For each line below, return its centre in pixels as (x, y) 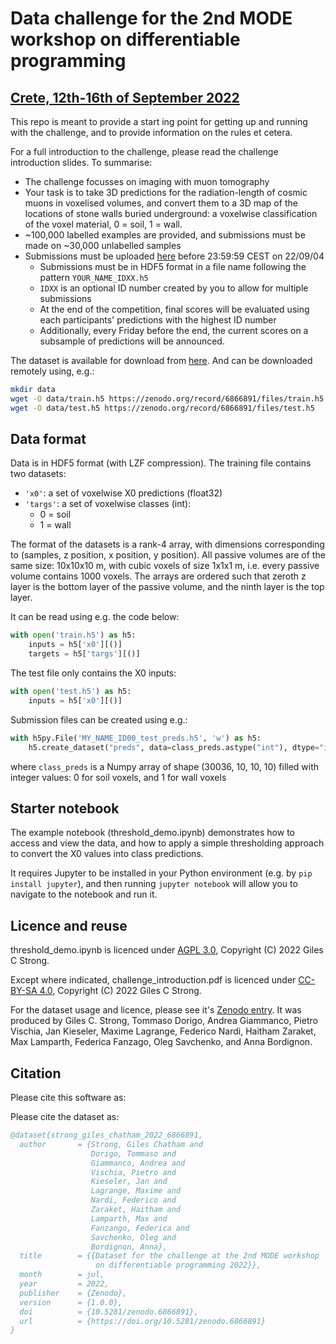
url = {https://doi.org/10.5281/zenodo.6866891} (143, 1321)
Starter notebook (65, 808)
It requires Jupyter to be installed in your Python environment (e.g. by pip (161, 873)
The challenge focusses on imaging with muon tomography (147, 181)
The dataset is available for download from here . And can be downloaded (161, 360)
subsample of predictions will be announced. (132, 341)
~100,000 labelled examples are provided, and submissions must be (165, 235)
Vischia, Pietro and (133, 1172)
